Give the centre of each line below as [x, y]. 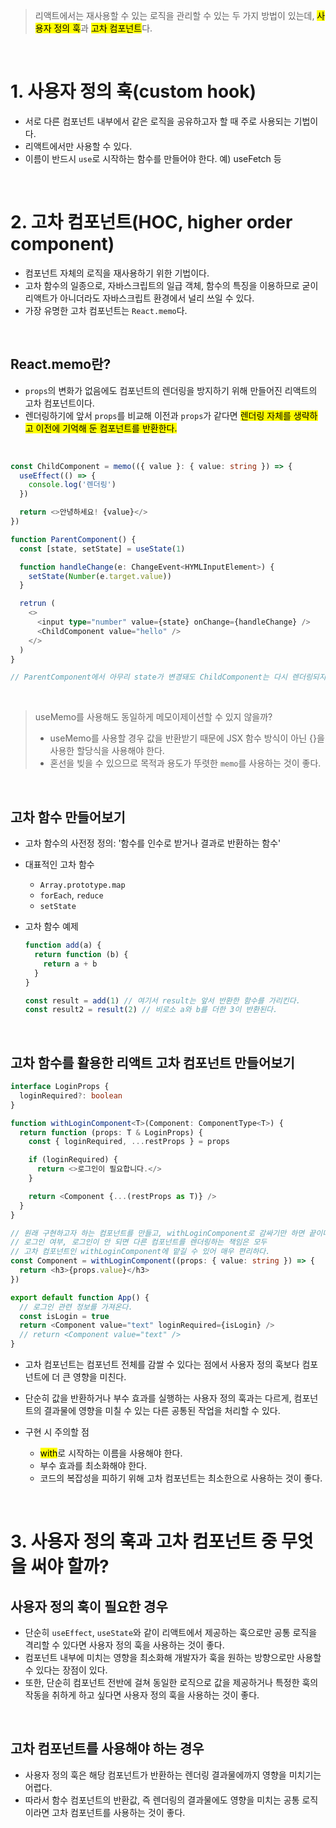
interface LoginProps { [60, 1087]
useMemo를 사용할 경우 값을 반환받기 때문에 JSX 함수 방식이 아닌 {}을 [187, 738]
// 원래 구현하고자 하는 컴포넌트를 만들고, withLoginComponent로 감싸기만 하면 [157, 1233]
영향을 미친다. [100, 1377]
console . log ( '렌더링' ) [72, 485]
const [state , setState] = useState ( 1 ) [102, 549]
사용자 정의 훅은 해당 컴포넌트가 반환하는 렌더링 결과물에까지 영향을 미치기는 [173, 1775]
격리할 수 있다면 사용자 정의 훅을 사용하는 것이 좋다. [124, 1645]
